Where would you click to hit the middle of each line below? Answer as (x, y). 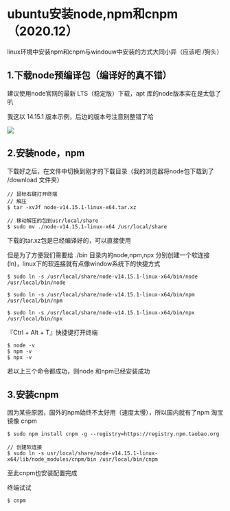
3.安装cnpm (33, 394)
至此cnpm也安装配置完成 (42, 473)
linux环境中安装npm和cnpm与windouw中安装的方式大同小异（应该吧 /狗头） (115, 52)
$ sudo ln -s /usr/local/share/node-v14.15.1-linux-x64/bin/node (102, 276)
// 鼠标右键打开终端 (32, 194)
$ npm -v (20, 351)
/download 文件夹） (35, 180)
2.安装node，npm (46, 153)
